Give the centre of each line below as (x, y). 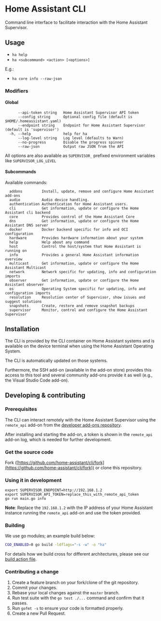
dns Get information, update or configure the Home (74, 221)
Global (12, 102)
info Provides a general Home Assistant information (74, 255)
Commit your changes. (34, 588)
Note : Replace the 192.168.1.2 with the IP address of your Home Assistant (79, 508)
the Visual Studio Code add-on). (37, 380)
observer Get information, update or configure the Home (74, 280)
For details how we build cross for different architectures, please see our (77, 554)
